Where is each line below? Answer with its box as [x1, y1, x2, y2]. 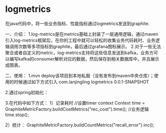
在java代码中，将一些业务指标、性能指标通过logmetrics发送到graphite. [5, 20, 150, 26]
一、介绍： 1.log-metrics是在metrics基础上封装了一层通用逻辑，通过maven [5, 31, 159, 37]
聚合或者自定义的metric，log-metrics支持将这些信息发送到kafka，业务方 [5, 50, 154, 56]
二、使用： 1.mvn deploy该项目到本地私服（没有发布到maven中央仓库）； [5, 72, 155, 78]
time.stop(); [5, 112, 29, 118]
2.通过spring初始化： [5, 89, 49, 95]
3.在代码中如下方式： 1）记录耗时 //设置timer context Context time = [5, 100, 146, 106]
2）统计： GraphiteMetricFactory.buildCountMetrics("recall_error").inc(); [5, 122, 155, 128]
